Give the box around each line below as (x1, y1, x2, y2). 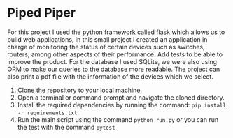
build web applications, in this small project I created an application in (7, 35, 208, 43)
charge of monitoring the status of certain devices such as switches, (7, 43, 205, 51)
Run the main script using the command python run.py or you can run (17, 115, 219, 123)
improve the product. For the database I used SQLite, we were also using (7, 57, 218, 66)
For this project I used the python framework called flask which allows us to (7, 28, 225, 36)
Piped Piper (7, 5, 76, 21)
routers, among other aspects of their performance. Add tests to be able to (7, 50, 223, 59)
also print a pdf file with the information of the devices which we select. (7, 72, 213, 81)
